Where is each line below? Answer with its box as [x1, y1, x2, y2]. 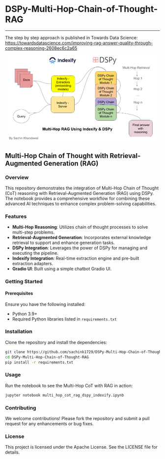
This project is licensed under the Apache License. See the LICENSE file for [5, 444, 158, 450]
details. [5, 449, 20, 455]
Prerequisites [5, 290, 33, 296]
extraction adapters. [12, 261, 54, 267]
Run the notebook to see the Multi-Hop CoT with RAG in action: [5, 382, 133, 388]
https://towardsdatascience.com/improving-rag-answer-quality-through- [5, 40, 153, 46]
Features [5, 213, 27, 220]
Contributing [5, 404, 36, 411]
